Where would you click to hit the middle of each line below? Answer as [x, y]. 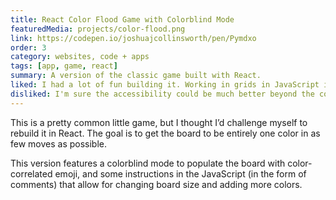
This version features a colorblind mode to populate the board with [148, 163]
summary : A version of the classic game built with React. [136, 76]
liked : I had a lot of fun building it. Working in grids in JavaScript [165, 85]
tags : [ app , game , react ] [64, 66]
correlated [31, 173]
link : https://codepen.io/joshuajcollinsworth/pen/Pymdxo [133, 38]
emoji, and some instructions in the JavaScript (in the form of [180, 173]
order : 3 [28, 47]
